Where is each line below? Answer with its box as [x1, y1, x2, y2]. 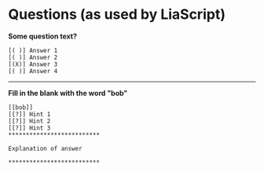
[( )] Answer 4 [8, 67, 58, 75]
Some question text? [8, 31, 77, 41]
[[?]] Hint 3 [8, 124, 51, 132]
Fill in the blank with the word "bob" [8, 88, 128, 97]
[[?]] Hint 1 [8, 110, 51, 118]
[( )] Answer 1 [8, 46, 58, 54]
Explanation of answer [8, 144, 82, 152]
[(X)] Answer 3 [8, 60, 58, 68]
